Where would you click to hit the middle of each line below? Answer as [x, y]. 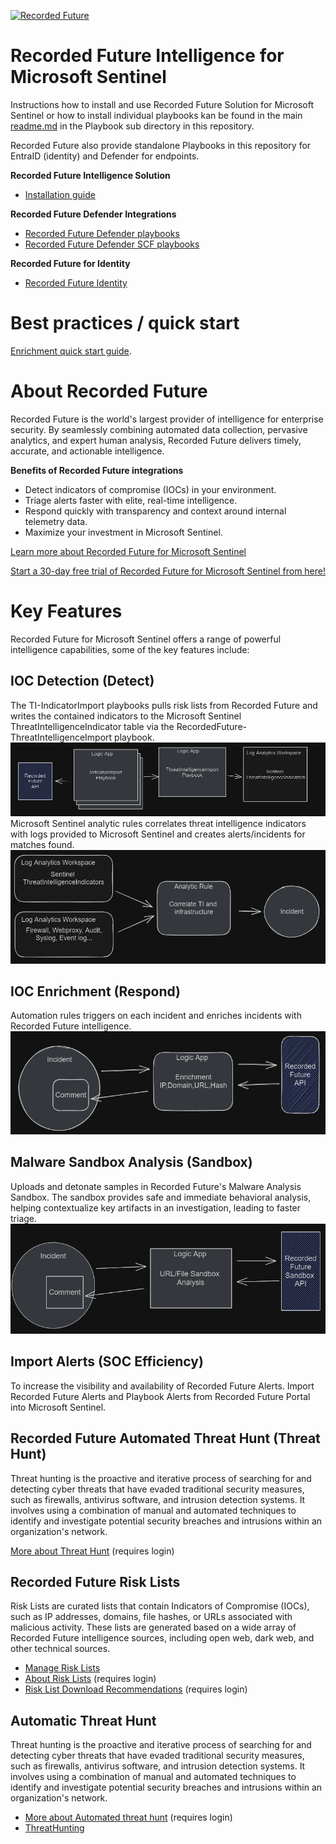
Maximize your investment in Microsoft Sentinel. [123, 532]
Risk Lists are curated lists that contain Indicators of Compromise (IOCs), [160, 1606]
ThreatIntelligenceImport [61, 737]
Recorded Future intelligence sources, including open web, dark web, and [162, 1638]
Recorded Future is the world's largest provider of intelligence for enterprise [167, 419]
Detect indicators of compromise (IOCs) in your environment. [150, 489]
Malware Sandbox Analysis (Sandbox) [131, 1162]
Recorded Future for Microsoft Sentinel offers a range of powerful [146, 639]
